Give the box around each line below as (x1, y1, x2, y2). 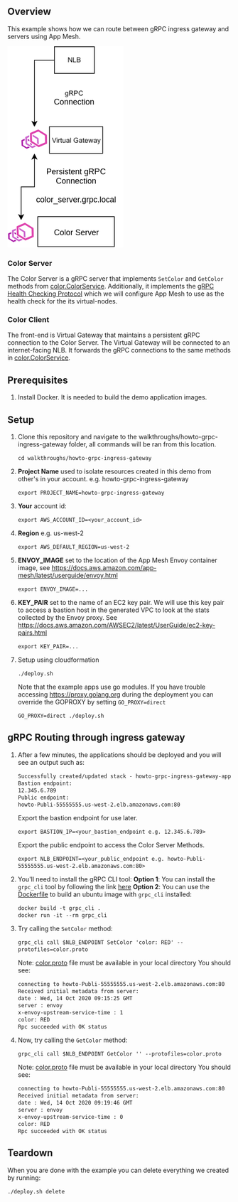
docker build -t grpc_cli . (17, 904, 101, 912)
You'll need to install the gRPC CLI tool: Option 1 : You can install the (17, 874, 215, 884)
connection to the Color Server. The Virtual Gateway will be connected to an (7, 338, 230, 347)
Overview (7, 6, 52, 18)
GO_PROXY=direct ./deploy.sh (17, 712, 104, 720)
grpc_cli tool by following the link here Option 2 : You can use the (17, 882, 210, 891)
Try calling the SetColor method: (17, 924, 113, 933)
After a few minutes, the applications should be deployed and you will (17, 750, 222, 759)
